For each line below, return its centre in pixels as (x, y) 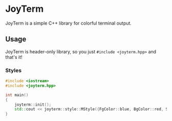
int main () (17, 95)
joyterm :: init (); (33, 105)
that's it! (14, 57)
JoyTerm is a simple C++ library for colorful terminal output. (69, 23)
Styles (14, 70)
